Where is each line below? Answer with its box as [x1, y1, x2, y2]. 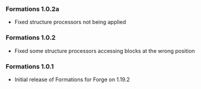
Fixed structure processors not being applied [14, 19, 126, 26]
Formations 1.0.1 [5, 62, 54, 70]
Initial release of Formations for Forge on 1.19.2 [14, 76, 130, 83]
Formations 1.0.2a [5, 5, 60, 13]
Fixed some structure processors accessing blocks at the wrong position [14, 47, 195, 54]
